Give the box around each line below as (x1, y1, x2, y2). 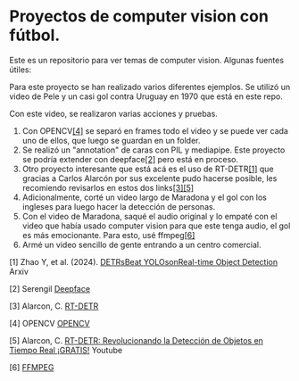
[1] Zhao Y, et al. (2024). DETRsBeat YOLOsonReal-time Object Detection (9, 256, 278, 267)
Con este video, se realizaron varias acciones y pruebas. (9, 108, 219, 119)
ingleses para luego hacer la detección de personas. (21, 201, 216, 211)
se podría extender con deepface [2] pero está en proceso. (21, 153, 239, 164)
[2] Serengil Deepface (9, 283, 91, 294)
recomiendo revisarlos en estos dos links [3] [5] (21, 182, 195, 193)
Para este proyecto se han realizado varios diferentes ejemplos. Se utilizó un (9, 81, 291, 92)
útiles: (9, 64, 32, 75)
